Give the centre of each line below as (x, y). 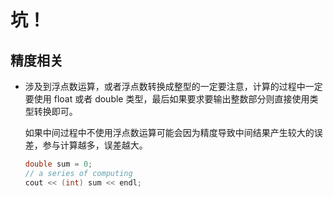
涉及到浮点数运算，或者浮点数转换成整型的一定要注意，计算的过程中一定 (173, 86)
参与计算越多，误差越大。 (95, 145)
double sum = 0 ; (58, 164)
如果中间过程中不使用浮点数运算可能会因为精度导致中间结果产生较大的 (169, 132)
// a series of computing (78, 173)
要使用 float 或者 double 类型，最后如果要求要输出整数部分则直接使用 (167, 99)
